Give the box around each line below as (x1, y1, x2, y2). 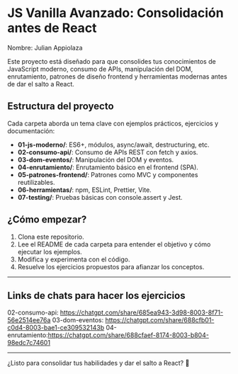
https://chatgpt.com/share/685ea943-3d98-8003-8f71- (59, 308, 224, 317)
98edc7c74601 (7, 339, 51, 347)
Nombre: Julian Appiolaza (7, 43, 83, 52)
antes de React (7, 20, 97, 36)
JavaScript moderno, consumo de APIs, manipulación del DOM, (7, 64, 193, 73)
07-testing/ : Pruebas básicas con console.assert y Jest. (17, 193, 183, 201)
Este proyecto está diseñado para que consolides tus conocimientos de (7, 57, 216, 65)
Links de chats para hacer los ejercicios (7, 289, 186, 302)
